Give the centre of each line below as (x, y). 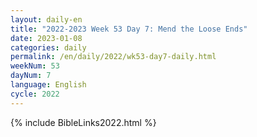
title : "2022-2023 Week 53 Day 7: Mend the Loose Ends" (129, 29)
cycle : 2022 (35, 94)
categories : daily (48, 47)
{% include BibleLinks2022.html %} (83, 122)
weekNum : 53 (35, 66)
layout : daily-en (46, 19)
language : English (48, 85)
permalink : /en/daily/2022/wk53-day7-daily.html (113, 57)
